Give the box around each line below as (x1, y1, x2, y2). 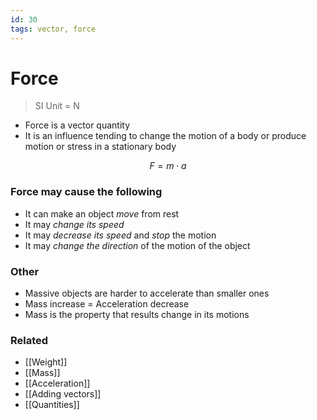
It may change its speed (24, 218, 125, 230)
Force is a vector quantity (24, 119, 131, 131)
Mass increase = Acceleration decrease (24, 298, 190, 310)
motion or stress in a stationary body (24, 141, 177, 153)
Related (10, 333, 49, 347)
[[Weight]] (24, 356, 68, 368)
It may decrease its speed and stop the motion (24, 229, 217, 241)
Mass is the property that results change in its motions (24, 309, 250, 321)
